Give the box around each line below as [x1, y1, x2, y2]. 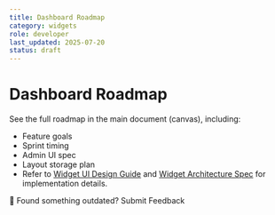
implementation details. [21, 179, 108, 189]
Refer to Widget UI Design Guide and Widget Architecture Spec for [21, 169, 266, 179]
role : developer [9, 29, 69, 38]
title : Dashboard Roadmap [9, 12, 105, 22]
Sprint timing [21, 140, 69, 151]
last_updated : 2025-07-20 [9, 37, 105, 47]
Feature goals [21, 131, 73, 142]
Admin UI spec [21, 150, 77, 161]
